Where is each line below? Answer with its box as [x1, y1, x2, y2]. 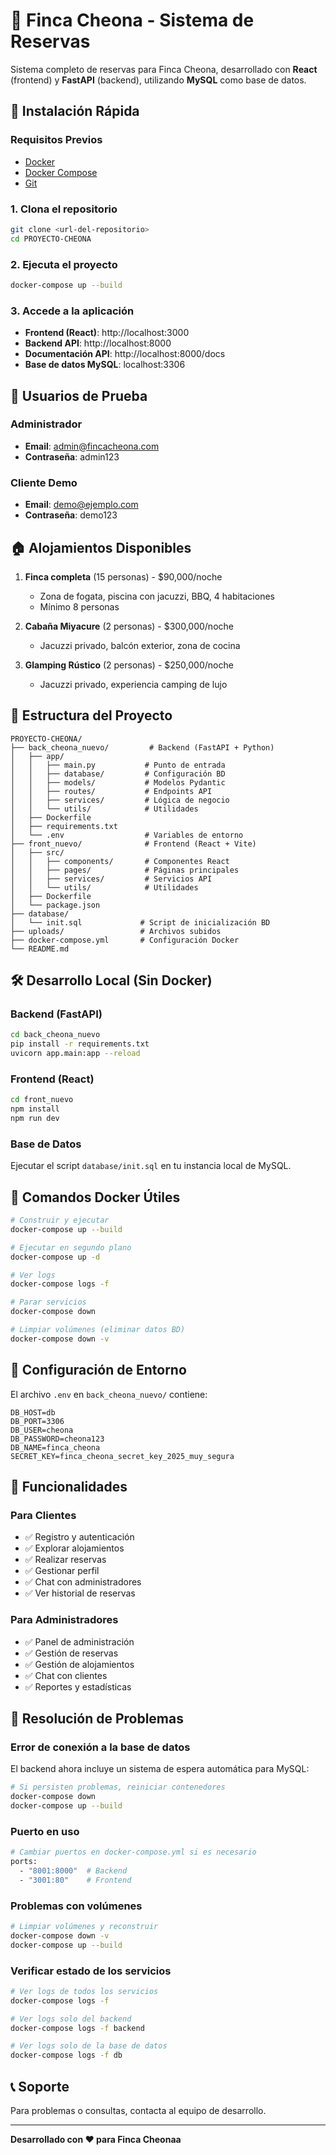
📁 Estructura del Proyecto [10, 707, 173, 724]
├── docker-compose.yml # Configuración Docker [10, 935, 240, 945]
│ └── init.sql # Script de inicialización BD [10, 917, 271, 928]
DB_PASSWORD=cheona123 [10, 1434, 105, 1444]
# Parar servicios [10, 1297, 87, 1308]
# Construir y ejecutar [10, 1215, 110, 1226]
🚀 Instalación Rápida [10, 103, 140, 120]
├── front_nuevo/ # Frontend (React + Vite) [10, 839, 257, 849]
